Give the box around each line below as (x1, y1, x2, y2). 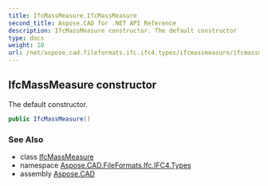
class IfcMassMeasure (19, 152, 94, 161)
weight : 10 (8, 42, 45, 49)
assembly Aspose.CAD (19, 168, 96, 178)
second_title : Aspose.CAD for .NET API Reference (8, 19, 177, 27)
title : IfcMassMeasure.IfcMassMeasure (8, 11, 137, 20)
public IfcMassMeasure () (8, 115, 91, 123)
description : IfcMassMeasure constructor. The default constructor (8, 26, 238, 34)
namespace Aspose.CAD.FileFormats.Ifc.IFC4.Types (19, 160, 191, 170)
